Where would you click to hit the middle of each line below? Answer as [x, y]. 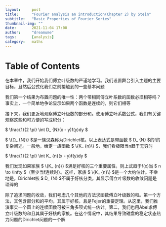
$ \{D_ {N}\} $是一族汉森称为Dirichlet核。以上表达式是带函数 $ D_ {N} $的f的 [83, 140]
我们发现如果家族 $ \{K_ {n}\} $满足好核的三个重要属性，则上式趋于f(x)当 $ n [83, 166]
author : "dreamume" [30, 32]
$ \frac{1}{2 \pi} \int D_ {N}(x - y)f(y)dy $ [46, 130]
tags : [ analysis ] [30, 37]
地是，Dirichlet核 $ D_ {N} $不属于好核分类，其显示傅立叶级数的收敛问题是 [81, 178]
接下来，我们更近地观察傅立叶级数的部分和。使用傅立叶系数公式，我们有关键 [83, 113]
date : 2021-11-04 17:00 [36, 28]
